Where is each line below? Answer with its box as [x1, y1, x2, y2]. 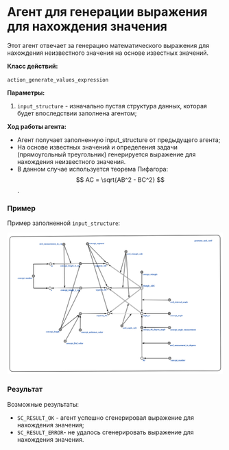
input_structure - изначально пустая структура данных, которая [16, 102, 208, 110]
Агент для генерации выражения [7, 4, 208, 20]
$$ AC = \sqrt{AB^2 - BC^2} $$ [75, 176, 165, 184]
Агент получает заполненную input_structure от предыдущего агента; [16, 135, 221, 144]
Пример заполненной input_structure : [7, 219, 121, 227]
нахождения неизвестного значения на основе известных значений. [7, 49, 209, 57]
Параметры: [7, 88, 45, 97]
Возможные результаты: [7, 400, 79, 408]
